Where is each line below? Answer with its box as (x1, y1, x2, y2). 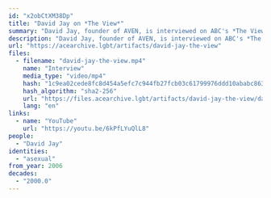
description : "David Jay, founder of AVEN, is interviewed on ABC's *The (8, 34, 262, 43)
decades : (8, 170, 38, 178)
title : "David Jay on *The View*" (8, 19, 125, 27)
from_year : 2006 (8, 162, 63, 171)
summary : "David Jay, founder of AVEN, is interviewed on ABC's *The (8, 27, 248, 35)
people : (8, 132, 35, 140)
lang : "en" (23, 102, 60, 110)
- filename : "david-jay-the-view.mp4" (15, 57, 147, 65)
